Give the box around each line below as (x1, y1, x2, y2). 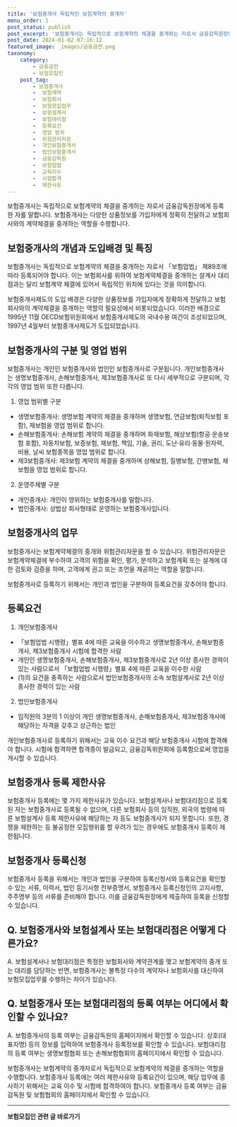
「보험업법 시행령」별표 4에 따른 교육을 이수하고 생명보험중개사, (17, 638, 195, 646)
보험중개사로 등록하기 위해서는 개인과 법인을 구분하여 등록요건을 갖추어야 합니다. (7, 580, 228, 588)
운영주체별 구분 (17, 481, 60, 488)
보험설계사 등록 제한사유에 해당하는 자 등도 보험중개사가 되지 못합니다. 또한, (14, 814, 222, 823)
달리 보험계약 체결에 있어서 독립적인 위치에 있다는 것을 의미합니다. (25, 280, 207, 289)
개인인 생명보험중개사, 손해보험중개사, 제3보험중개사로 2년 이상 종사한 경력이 (17, 656, 229, 664)
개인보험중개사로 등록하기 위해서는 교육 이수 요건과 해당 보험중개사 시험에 (7, 736, 209, 744)
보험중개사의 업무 (7, 527, 78, 539)
